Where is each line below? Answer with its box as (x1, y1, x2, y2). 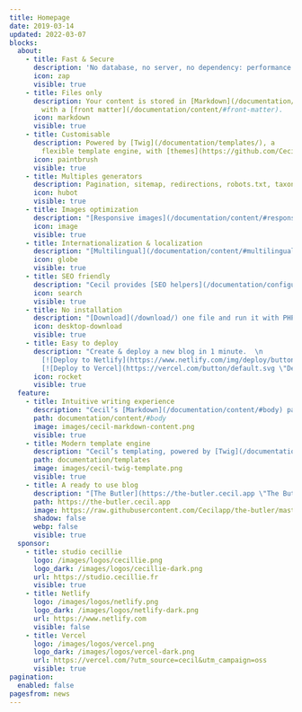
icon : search (32, 288, 83, 297)
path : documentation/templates (32, 455, 151, 465)
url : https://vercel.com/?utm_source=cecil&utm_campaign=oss (32, 656, 268, 665)
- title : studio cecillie (25, 547, 123, 557)
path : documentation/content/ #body (32, 414, 167, 423)
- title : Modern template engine (25, 439, 151, 448)
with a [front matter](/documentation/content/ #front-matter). (41, 105, 283, 114)
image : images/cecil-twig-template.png (32, 464, 182, 473)
